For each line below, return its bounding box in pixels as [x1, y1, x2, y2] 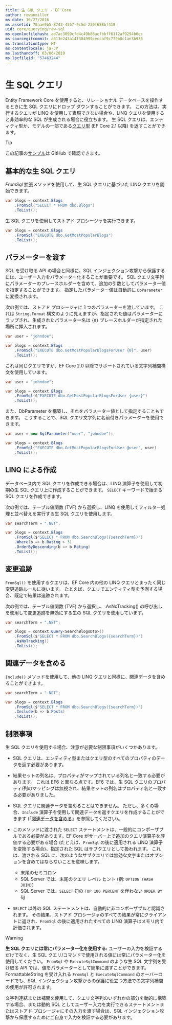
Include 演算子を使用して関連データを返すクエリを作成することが [21, 809, 160, 815]
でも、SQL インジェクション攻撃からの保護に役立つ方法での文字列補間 [14, 977, 164, 983]
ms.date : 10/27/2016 [5, 17, 50, 22]
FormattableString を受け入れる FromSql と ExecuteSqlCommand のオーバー [5, 971, 159, 977]
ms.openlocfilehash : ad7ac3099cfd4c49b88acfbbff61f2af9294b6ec [5, 31, 143, 37]
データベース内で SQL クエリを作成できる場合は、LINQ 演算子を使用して [5, 480, 158, 486]
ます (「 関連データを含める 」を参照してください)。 [17, 815, 123, 821]
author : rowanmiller [5, 12, 50, 17]
